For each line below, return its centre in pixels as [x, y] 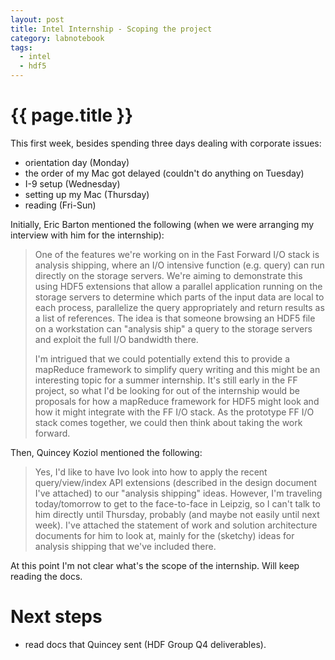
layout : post [37, 19]
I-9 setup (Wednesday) [72, 183]
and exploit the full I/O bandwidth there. [116, 339]
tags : [21, 47]
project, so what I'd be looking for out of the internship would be [167, 390]
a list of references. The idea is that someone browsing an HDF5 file [175, 318]
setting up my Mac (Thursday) [87, 194]
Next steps [56, 617]
